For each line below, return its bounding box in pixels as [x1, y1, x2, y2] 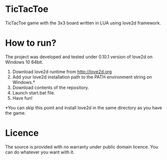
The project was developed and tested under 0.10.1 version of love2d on [5, 54, 153, 60]
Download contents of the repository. [12, 84, 89, 90]
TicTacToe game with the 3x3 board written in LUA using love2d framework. [5, 20, 161, 26]
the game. [5, 110, 26, 116]
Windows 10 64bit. [5, 59, 43, 65]
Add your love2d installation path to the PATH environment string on [12, 74, 152, 80]
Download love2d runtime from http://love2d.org [12, 69, 112, 75]
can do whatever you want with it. [5, 149, 75, 155]
